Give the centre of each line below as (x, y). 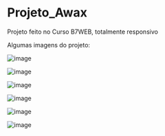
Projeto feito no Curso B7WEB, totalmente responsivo (82, 32)
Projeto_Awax (47, 13)
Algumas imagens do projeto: (49, 45)
